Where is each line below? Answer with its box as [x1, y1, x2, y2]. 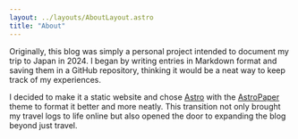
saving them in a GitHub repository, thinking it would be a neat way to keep [9, 64, 286, 76]
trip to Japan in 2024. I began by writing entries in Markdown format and [9, 55, 277, 66]
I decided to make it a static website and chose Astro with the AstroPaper [9, 91, 280, 102]
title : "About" [9, 21, 66, 30]
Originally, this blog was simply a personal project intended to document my [9, 45, 289, 56]
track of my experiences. [9, 74, 101, 85]
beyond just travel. [9, 119, 78, 130]
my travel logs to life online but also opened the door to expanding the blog [9, 110, 286, 121]
